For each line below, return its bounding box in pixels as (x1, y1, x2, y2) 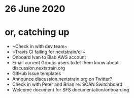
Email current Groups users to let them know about (12, 60, 119, 66)
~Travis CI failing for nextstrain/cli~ (12, 49, 86, 55)
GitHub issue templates (12, 70, 61, 77)
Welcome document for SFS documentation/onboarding (12, 87, 129, 93)
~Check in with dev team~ (12, 43, 68, 50)
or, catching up (5, 27, 70, 38)
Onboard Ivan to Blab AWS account (12, 54, 86, 60)
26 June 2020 (5, 3, 65, 15)
